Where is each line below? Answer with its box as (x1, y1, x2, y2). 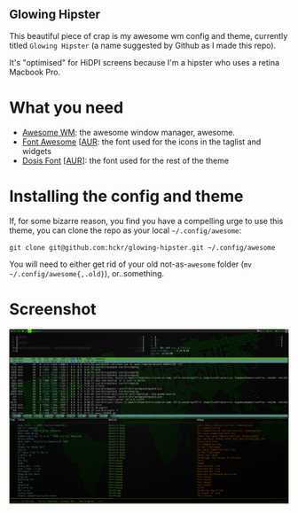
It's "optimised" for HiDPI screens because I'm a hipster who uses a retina (9, 57, 280, 67)
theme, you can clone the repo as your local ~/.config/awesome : (9, 225, 242, 236)
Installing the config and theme (9, 186, 244, 206)
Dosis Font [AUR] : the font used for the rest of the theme (21, 155, 229, 166)
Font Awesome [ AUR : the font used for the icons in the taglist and (21, 136, 262, 147)
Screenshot (9, 299, 97, 319)
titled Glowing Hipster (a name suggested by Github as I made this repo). (9, 40, 277, 51)
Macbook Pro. (9, 66, 60, 77)
